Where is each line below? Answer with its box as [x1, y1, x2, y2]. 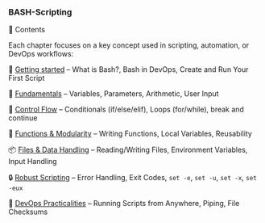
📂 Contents [8, 25, 46, 35]
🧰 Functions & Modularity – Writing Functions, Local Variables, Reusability [8, 128, 252, 139]
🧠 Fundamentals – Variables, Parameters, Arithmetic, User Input [8, 89, 219, 99]
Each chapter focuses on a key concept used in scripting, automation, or [8, 40, 250, 50]
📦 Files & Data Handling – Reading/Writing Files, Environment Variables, [8, 145, 248, 155]
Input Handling [8, 157, 58, 166]
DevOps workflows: [8, 49, 74, 59]
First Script [8, 74, 45, 83]
